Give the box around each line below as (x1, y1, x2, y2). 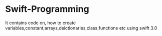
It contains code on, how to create (5, 20, 76, 26)
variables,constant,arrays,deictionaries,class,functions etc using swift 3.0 (5, 25, 157, 31)
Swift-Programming (5, 3, 89, 15)
